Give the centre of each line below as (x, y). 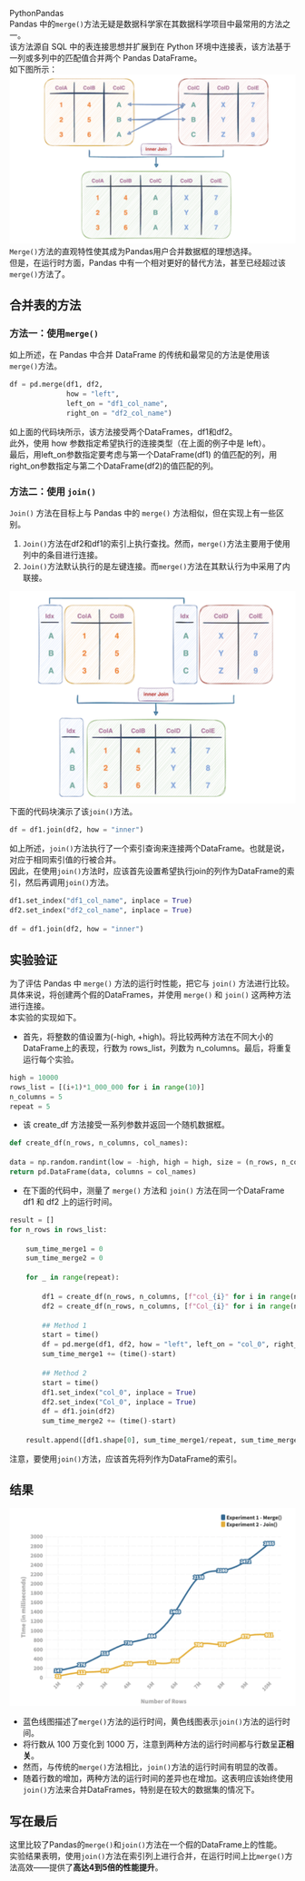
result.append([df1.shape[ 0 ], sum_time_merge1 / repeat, (132, 1441)
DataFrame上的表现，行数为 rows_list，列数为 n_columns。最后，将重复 (157, 1048)
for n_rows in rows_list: (58, 1229)
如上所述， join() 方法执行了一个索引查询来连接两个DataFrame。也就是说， (149, 848)
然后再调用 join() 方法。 (69, 882)
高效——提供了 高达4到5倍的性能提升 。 (90, 1867)
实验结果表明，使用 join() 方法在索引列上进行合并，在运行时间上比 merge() (148, 1856)
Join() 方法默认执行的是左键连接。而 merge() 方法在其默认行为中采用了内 (156, 566)
